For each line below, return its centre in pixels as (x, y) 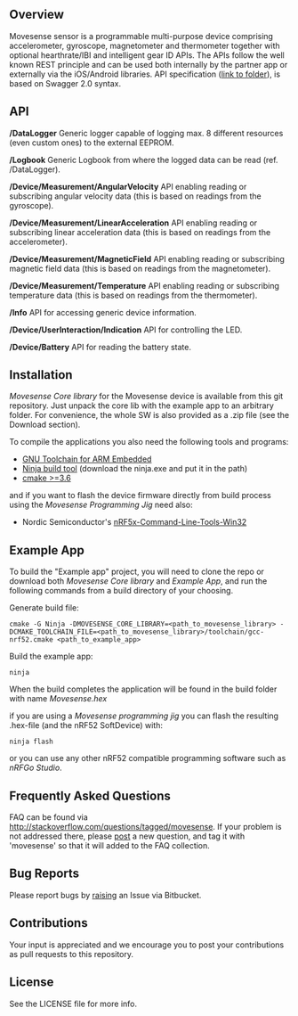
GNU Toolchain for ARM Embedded (87, 459)
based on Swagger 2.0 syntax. (65, 83)
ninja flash (31, 742)
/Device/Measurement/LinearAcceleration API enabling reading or (133, 223)
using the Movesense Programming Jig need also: (101, 505)
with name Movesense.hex (58, 699)
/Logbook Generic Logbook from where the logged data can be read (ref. (144, 160)
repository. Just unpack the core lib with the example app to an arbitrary (141, 406)
